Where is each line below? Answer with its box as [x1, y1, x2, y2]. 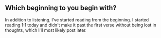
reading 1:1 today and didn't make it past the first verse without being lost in [5, 22, 157, 28]
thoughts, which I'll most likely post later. [5, 27, 87, 33]
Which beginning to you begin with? [5, 4, 117, 12]
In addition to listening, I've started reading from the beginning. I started [5, 17, 149, 22]
